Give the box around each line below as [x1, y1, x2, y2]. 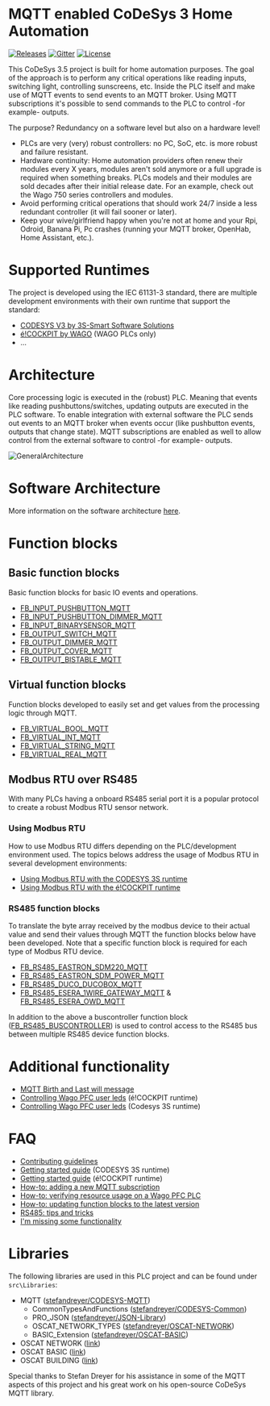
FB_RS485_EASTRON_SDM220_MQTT [19, 962, 148, 972]
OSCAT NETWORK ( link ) [19, 1338, 101, 1348]
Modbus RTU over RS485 [8, 772, 139, 786]
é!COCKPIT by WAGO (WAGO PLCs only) [19, 328, 157, 339]
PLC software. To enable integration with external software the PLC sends [8, 409, 254, 419]
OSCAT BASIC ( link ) [19, 1346, 86, 1356]
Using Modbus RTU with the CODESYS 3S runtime [19, 874, 188, 883]
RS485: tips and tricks [19, 1208, 94, 1217]
